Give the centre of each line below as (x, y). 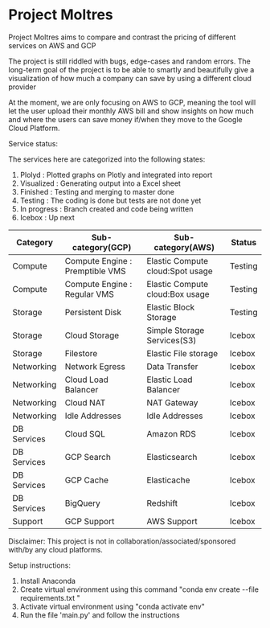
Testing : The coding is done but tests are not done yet (110, 200)
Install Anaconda (48, 581)
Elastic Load (170, 380)
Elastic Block (171, 307)
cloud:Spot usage (180, 271)
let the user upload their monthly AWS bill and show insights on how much (131, 111)
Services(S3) (172, 340)
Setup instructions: (39, 565)
